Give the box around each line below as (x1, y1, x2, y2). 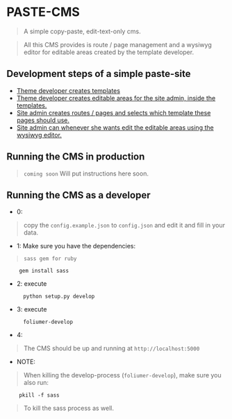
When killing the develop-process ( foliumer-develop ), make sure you (23, 371, 222, 379)
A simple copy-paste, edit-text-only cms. (23, 27, 141, 35)
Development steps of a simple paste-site (6, 68, 192, 80)
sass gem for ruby (23, 255, 77, 262)
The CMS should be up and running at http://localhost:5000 (23, 344, 200, 352)
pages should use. (16, 116, 70, 124)
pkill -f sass (19, 392, 60, 399)
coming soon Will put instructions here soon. (23, 169, 149, 178)
